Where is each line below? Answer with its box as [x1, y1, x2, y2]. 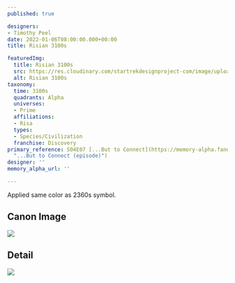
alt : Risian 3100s [13, 74, 68, 81]
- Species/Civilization [13, 133, 83, 140]
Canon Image [7, 211, 66, 223]
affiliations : [13, 113, 55, 121]
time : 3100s [13, 87, 49, 94]
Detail [7, 249, 34, 261]
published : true [7, 10, 55, 17]
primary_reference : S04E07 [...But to [7, 146, 120, 153]
